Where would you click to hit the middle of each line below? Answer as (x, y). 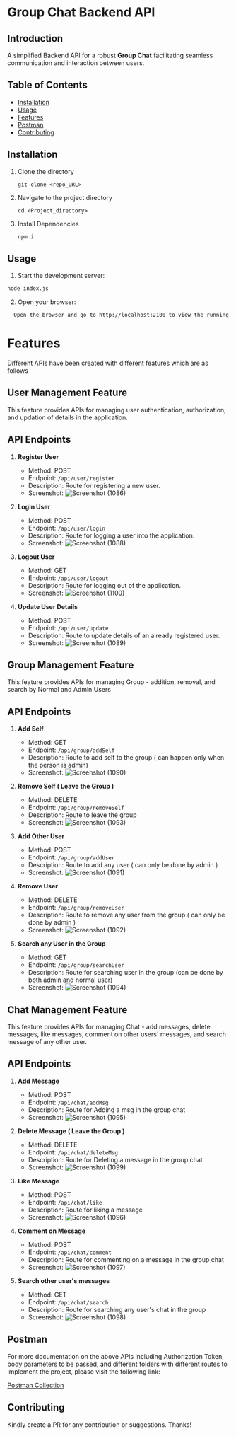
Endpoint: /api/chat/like (65, 1202)
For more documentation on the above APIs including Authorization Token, (116, 1356)
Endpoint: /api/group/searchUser (76, 965)
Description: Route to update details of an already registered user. (124, 635)
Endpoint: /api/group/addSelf (71, 750)
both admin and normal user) (70, 980)
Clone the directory (46, 171)
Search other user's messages (64, 1280)
